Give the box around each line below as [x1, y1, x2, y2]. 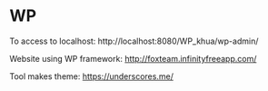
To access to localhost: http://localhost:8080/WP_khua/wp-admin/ [9, 35, 259, 46]
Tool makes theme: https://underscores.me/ [9, 70, 174, 82]
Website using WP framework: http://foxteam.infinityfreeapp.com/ [9, 53, 257, 64]
